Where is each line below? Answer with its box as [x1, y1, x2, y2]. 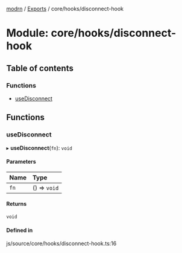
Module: [6, 27, 49, 40]
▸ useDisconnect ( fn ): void [6, 144, 72, 152]
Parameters [6, 158, 36, 165]
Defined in [6, 226, 33, 234]
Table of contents [6, 63, 74, 73]
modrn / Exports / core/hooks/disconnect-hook [6, 5, 124, 12]
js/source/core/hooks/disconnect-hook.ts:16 [6, 240, 117, 247]
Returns [6, 200, 27, 208]
